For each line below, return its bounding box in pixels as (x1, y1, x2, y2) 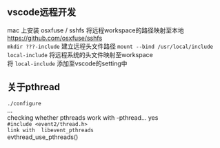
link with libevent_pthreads (7, 127, 94, 134)
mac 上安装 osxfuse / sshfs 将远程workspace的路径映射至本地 (7, 26, 184, 34)
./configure (7, 100, 41, 107)
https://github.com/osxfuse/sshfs (7, 34, 103, 42)
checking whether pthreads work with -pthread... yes (7, 113, 159, 122)
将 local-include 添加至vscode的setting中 (7, 59, 128, 67)
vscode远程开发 (7, 6, 77, 19)
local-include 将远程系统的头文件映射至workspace (7, 50, 153, 59)
